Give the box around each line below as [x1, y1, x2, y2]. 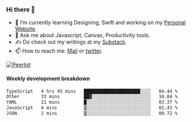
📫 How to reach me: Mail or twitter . [14, 47, 103, 54]
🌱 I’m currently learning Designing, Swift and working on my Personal [14, 19, 186, 26]
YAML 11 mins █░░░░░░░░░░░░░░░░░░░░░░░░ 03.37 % [6, 99, 178, 105]
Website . [14, 25, 37, 32]
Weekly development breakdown [6, 75, 90, 82]
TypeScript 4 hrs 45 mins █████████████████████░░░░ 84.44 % [6, 88, 178, 94]
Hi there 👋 [6, 5, 36, 14]
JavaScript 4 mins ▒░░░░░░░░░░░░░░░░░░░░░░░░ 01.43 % [6, 105, 178, 111]
